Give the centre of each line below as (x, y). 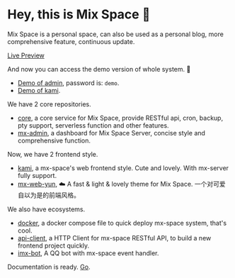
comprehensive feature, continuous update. (71, 41)
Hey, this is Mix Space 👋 (79, 15)
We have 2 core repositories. (49, 104)
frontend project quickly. (53, 245)
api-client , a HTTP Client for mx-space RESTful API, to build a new (114, 238)
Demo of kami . (39, 90)
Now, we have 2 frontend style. (53, 154)
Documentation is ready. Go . (49, 267)
